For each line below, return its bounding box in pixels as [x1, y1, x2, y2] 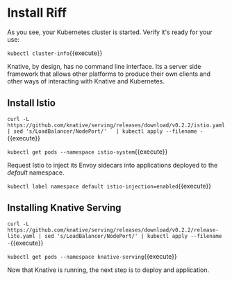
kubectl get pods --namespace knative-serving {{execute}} [7, 252, 177, 260]
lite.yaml [7, 232, 36, 239]
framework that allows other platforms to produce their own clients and [7, 70, 210, 78]
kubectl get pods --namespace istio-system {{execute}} [7, 147, 168, 156]
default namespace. [7, 168, 65, 177]
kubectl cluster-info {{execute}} [7, 49, 103, 57]
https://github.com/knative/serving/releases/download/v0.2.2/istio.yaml [7, 122, 226, 129]
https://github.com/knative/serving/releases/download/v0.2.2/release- [7, 226, 219, 234]
